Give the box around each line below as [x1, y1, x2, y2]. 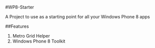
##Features [5, 23, 29, 29]
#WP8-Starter [5, 4, 34, 10]
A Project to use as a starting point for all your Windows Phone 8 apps [5, 14, 150, 19]
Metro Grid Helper [12, 33, 50, 39]
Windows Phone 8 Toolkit [12, 38, 66, 44]
